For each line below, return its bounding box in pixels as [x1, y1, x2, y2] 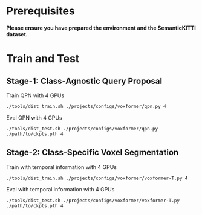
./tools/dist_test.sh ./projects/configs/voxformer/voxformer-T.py [6, 197, 180, 204]
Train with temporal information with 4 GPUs [6, 163, 117, 170]
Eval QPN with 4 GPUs [6, 114, 62, 121]
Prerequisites [6, 4, 76, 18]
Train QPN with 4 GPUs [6, 92, 65, 99]
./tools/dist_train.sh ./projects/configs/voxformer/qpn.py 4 [6, 103, 166, 109]
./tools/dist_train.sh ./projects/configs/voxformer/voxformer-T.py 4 [6, 175, 188, 181]
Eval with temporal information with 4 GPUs [6, 185, 115, 193]
